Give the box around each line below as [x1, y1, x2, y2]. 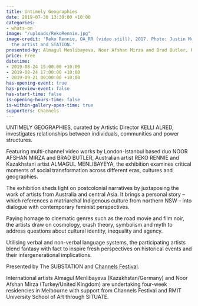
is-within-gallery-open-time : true [6, 102, 94, 108]
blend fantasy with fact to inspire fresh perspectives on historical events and [6, 245, 192, 252]
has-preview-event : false [6, 86, 70, 92]
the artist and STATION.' [11, 42, 75, 48]
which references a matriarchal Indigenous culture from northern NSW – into [6, 197, 192, 204]
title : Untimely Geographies [6, 8, 78, 15]
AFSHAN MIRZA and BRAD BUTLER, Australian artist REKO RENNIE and [6, 154, 180, 162]
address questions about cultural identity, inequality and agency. [6, 227, 163, 234]
